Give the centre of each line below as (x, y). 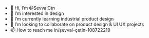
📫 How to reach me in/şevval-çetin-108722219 (60, 30)
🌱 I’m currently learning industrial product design (62, 19)
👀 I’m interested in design (37, 13)
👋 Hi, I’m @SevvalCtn (33, 8)
